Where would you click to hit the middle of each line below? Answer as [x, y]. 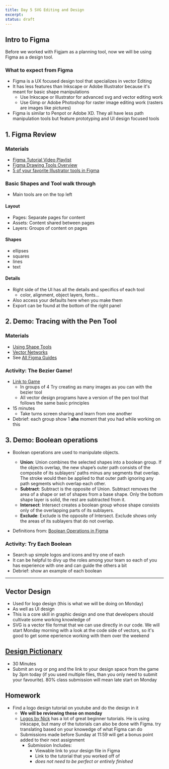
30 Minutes [24, 664]
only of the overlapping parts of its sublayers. [67, 510]
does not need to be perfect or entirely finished [84, 761]
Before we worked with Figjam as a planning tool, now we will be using [78, 52]
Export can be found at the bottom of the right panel [66, 306]
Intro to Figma [27, 40]
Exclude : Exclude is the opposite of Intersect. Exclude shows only [88, 516]
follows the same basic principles [55, 403]
